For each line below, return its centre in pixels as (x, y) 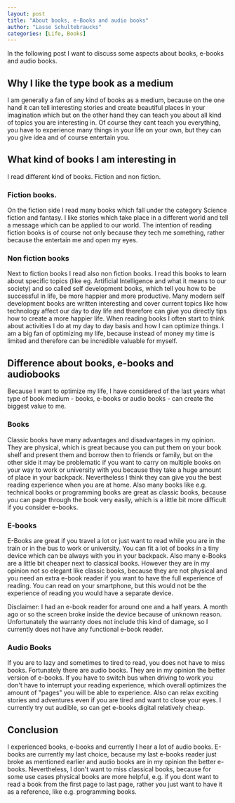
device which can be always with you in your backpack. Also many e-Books (117, 555)
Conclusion (33, 730)
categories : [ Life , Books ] (47, 33)
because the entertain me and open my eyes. (73, 240)
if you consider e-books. (43, 507)
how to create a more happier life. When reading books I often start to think (116, 318)
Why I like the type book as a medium (90, 83)
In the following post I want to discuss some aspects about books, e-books (116, 54)
